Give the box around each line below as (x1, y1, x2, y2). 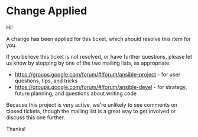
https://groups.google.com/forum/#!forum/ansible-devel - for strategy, (14, 83, 187, 90)
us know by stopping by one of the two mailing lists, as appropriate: (6, 59, 171, 66)
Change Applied (6, 4, 87, 18)
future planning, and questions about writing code (14, 90, 137, 97)
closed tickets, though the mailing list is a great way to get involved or (6, 107, 176, 114)
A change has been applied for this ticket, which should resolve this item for (6, 35, 191, 42)
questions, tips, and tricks (14, 77, 78, 84)
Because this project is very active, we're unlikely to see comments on (6, 101, 177, 108)
